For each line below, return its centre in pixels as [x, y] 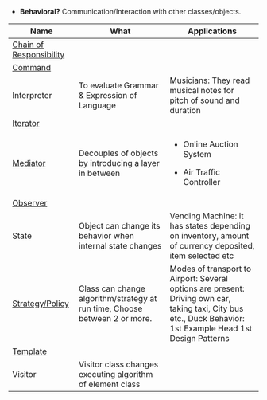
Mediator [29, 163]
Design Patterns [199, 338]
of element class [109, 384]
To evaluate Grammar [118, 85]
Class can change [112, 288]
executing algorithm [116, 374]
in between [99, 173]
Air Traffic [202, 172]
